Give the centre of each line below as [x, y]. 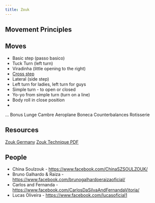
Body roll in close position [38, 100]
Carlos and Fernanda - [35, 185]
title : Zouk [17, 10]
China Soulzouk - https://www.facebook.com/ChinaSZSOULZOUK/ [80, 169]
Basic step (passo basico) [38, 58]
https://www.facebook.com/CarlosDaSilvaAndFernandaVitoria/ [76, 190]
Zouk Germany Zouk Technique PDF [42, 142]
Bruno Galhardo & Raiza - [38, 174]
